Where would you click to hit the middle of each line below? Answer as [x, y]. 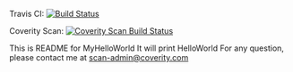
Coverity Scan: [37, 31]
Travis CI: [27, 14]
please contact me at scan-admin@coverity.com [99, 57]
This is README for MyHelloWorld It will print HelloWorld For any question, [147, 48]
